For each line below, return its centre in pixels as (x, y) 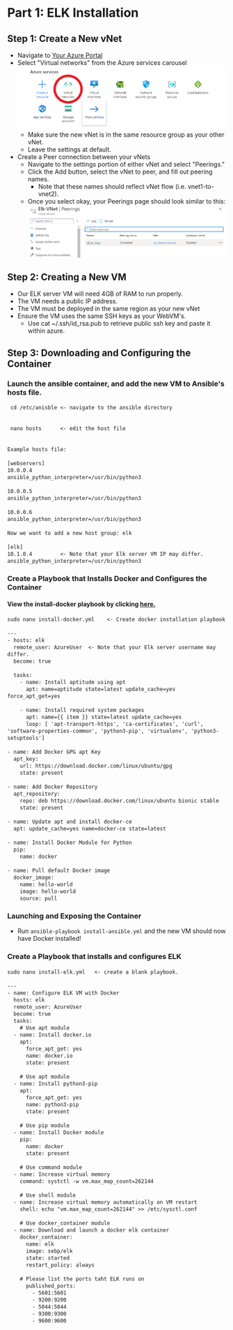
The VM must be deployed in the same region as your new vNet (109, 309)
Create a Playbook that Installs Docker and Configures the (107, 578)
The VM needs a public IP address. (67, 301)
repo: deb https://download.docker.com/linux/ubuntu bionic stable (119, 801)
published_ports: (51, 1286)
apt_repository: (37, 794)
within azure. (46, 331)
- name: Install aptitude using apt (73, 682)
